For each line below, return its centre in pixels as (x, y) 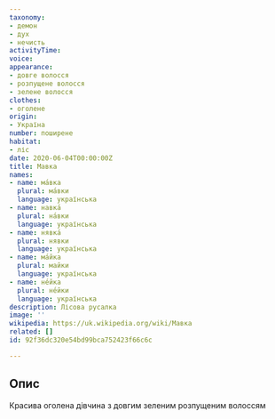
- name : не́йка (35, 282)
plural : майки (43, 266)
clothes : (25, 100)
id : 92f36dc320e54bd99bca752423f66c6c (81, 340)
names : (21, 174)
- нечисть (27, 42)
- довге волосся (39, 76)
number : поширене (41, 133)
